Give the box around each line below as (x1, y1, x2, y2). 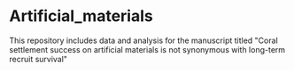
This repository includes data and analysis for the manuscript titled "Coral (9, 35, 279, 46)
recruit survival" (9, 53, 68, 64)
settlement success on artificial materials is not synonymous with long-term (9, 44, 286, 54)
